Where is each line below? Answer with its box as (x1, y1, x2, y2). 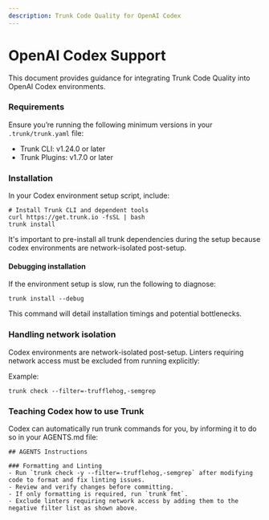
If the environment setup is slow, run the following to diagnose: (8, 279, 217, 289)
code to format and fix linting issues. (8, 476, 146, 484)
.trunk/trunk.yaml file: (8, 128, 84, 137)
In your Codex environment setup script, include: (8, 190, 170, 201)
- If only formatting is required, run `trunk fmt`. (8, 489, 189, 498)
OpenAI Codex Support (8, 46, 166, 64)
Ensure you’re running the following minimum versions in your (8, 120, 213, 129)
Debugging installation (8, 261, 86, 271)
